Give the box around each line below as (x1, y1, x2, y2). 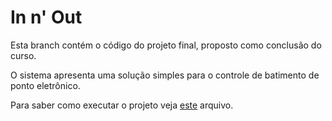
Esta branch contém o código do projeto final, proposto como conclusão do (10, 39, 322, 51)
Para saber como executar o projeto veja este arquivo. (10, 99, 234, 111)
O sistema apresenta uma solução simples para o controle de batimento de (10, 69, 320, 81)
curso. (10, 49, 37, 61)
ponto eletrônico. (10, 79, 81, 91)
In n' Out (10, 6, 83, 29)
